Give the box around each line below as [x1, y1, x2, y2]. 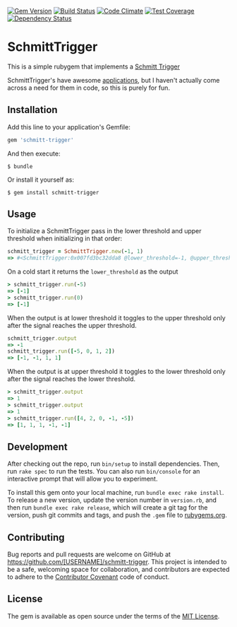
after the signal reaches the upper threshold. [7, 321, 137, 329]
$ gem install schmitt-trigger [7, 189, 99, 196]
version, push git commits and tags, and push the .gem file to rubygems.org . [7, 511, 228, 520]
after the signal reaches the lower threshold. [7, 375, 136, 383]
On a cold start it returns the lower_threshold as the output [7, 267, 178, 276]
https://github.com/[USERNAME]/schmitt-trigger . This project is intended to [7, 558, 227, 566]
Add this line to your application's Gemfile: [7, 122, 130, 131]
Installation [7, 104, 58, 116]
